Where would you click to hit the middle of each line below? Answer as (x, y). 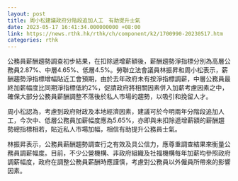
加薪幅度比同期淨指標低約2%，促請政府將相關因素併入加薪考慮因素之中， (121, 88)
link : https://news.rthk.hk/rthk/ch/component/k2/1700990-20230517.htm (115, 34)
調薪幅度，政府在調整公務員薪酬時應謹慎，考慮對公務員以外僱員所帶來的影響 (119, 162)
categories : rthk (33, 40)
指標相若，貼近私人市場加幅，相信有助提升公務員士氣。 (100, 129)
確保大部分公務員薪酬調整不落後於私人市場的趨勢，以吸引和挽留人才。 (110, 97)
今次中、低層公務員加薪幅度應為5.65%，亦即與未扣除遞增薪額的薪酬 (119, 120)
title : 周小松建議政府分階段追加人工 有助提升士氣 (74, 21)
